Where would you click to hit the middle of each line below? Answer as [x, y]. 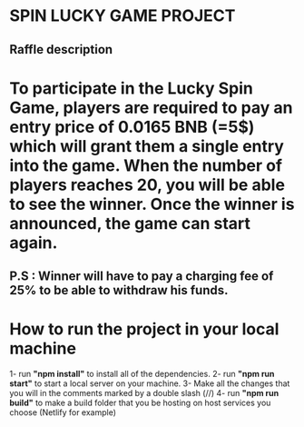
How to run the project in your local [144, 329]
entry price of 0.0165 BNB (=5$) [132, 127]
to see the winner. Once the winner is [152, 204]
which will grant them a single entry [147, 146]
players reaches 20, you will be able [147, 185]
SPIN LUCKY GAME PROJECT [123, 16]
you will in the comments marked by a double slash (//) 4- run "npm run [144, 393]
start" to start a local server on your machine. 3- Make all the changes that [150, 383]
